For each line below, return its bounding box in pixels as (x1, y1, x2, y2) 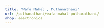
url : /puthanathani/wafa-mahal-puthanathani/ (5, 11, 99, 16)
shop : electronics (5, 16, 42, 20)
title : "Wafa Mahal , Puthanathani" (5, 7, 80, 12)
